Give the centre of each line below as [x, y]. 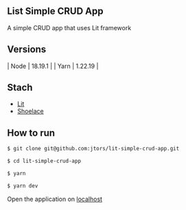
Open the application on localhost [55, 199]
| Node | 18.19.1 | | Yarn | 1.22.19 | [53, 66]
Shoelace [31, 111]
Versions [27, 50]
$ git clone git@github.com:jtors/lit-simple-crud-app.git [93, 149]
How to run [31, 133]
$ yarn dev [23, 186]
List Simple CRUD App [55, 11]
